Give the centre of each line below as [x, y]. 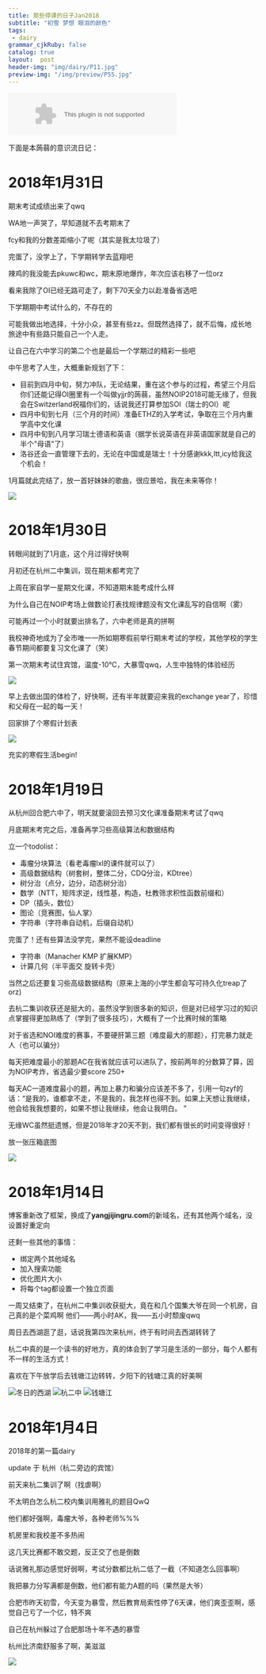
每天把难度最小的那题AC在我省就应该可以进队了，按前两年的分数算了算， [127, 1062]
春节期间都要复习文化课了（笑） [60, 647]
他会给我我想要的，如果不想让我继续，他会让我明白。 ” [98, 1108]
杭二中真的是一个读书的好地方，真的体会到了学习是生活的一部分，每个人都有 [133, 1349]
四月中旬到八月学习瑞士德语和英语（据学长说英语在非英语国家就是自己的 [137, 433]
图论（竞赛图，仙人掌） [58, 913]
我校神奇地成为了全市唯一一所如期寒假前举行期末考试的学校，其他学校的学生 [133, 638]
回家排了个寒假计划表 [43, 723]
